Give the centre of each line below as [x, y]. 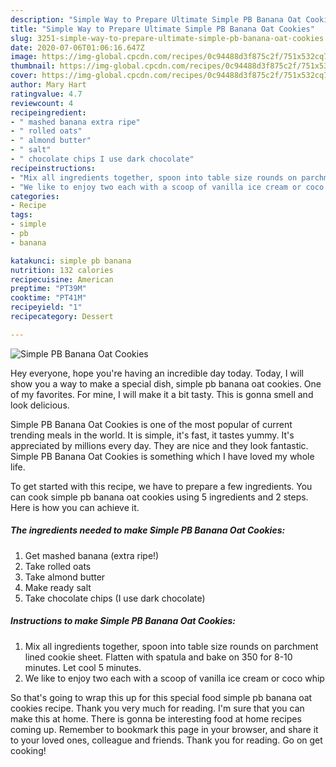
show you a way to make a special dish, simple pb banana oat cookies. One [166, 383]
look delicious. [40, 405]
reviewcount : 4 [42, 103]
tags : [21, 215]
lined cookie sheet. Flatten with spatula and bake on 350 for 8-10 [158, 657]
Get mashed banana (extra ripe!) [92, 555]
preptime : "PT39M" [48, 289]
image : [24, 57]
